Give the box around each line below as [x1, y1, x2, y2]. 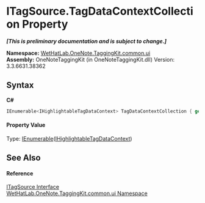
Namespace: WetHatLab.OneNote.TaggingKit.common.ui [6, 49, 151, 56]
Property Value [6, 121, 46, 129]
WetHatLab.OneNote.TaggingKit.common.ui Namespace [6, 190, 148, 197]
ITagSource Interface [6, 183, 60, 191]
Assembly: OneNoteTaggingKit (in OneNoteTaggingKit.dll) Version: [6, 56, 175, 63]
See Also [6, 153, 41, 163]
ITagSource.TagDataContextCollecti [6, 4, 193, 18]
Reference [6, 169, 34, 177]
